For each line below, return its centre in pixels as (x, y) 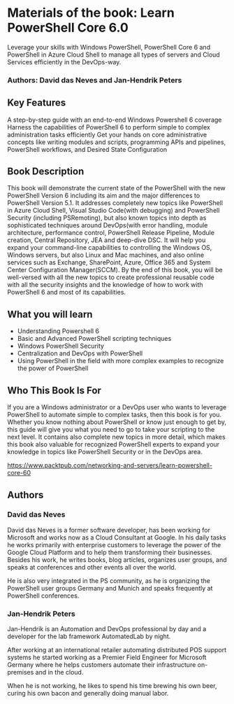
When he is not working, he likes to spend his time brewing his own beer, (112, 686)
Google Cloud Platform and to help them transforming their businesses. (110, 552)
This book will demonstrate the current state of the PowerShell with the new (116, 188)
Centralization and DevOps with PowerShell (80, 353)
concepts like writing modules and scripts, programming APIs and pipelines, (117, 142)
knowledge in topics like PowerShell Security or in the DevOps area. (105, 452)
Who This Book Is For (54, 390)
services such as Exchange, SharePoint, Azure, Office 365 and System (109, 262)
